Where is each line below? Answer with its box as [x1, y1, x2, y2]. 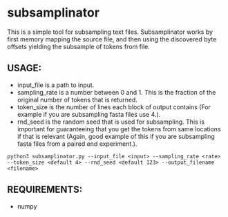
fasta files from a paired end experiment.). [17, 140, 137, 148]
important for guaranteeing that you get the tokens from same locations [17, 124, 221, 133]
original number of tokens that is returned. [17, 95, 138, 104]
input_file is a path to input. [17, 81, 95, 89]
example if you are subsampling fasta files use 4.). [17, 110, 161, 118]
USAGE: [7, 62, 42, 74]
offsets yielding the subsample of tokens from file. [7, 42, 151, 50]
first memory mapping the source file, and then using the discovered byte [7, 35, 217, 43]
